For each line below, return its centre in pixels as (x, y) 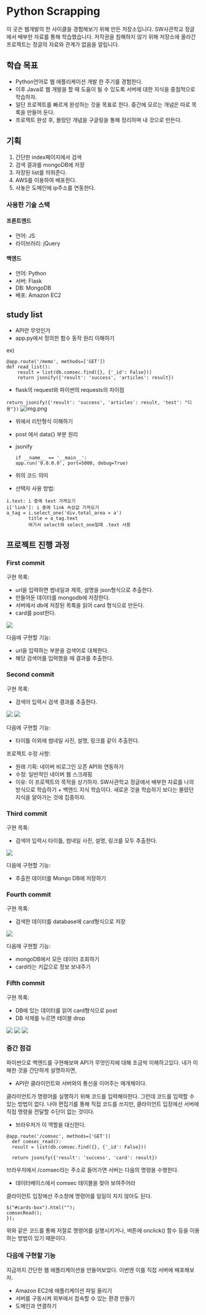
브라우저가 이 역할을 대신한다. (51, 1124)
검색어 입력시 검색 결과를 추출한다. (56, 702)
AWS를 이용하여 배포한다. (46, 180)
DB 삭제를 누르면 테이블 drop (50, 1018)
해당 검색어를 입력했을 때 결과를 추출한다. (64, 658)
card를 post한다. (36, 613)
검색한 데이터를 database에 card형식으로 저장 (70, 922)
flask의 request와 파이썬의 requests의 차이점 (70, 389)
